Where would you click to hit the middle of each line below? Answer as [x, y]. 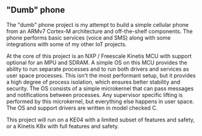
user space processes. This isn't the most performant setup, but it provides [101, 75]
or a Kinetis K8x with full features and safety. [63, 126]
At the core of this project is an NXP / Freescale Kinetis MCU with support [99, 56]
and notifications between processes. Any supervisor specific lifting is [95, 95]
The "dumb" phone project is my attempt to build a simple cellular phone [98, 24]
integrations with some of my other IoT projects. [67, 44]
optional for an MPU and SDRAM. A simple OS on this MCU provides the [97, 62]
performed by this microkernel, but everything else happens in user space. [100, 101]
